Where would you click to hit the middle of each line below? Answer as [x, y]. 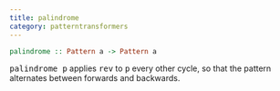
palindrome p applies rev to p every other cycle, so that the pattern [140, 68]
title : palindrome [44, 18]
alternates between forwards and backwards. [95, 78]
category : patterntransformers [69, 26]
